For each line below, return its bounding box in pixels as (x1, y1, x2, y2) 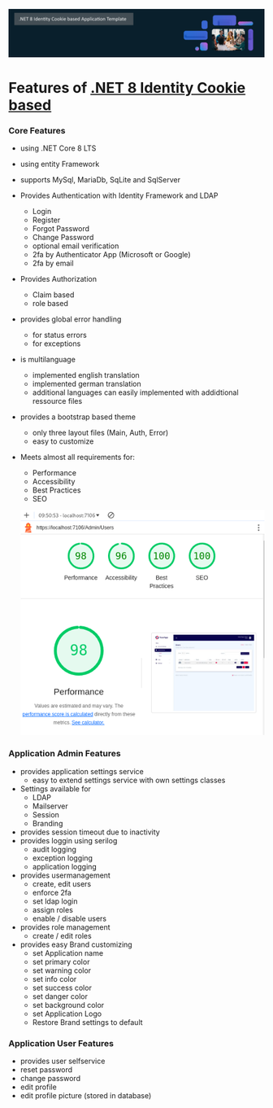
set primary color (32, 957, 90, 966)
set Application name (32, 948, 104, 957)
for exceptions (32, 339, 81, 348)
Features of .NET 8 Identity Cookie (8, 78, 246, 97)
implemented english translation (32, 370, 140, 379)
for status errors (32, 330, 87, 339)
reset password (19, 1065, 73, 1075)
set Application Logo (32, 1009, 102, 1018)
